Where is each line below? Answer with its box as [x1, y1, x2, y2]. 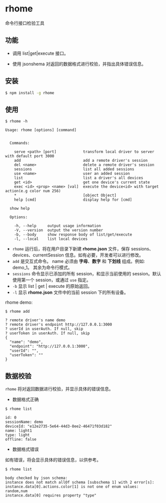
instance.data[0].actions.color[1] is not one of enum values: [5, 484, 139, 490]
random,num [5, 489, 28, 494]
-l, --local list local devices [14, 237, 88, 242]
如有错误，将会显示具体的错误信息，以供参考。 [5, 457, 101, 463]
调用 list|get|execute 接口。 [12, 50, 69, 56]
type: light [5, 433, 30, 438]
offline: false [5, 437, 37, 442]
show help [9, 206, 30, 211]
